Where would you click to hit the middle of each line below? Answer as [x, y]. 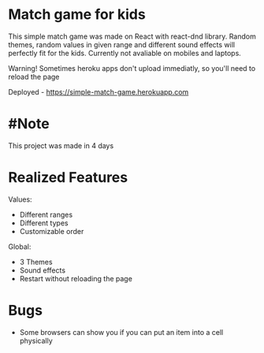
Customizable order [52, 231]
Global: [20, 247]
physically [36, 340]
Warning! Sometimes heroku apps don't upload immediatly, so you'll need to [132, 68]
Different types [44, 223]
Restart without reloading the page [76, 278]
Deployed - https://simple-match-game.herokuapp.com [99, 91]
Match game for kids [77, 15]
